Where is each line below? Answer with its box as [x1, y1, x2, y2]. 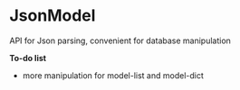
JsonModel [9, 5, 96, 26]
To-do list [9, 52, 47, 63]
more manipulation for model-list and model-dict [22, 69, 204, 81]
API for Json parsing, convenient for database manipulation [9, 35, 231, 46]
